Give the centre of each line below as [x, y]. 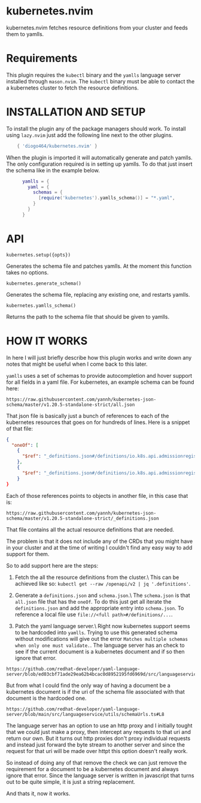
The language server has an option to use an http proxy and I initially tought [99, 726]
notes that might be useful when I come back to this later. [77, 364]
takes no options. [28, 272]
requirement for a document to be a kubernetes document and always [93, 769]
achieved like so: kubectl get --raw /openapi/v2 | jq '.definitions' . [103, 583]
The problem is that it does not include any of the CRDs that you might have [100, 541]
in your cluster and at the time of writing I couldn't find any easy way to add [99, 547]
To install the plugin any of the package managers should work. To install [96, 129]
